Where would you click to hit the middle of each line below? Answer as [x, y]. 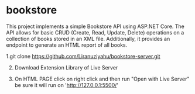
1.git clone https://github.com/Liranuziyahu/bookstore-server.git [83, 56]
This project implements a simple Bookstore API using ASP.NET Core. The [95, 26]
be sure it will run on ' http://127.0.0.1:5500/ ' [66, 85]
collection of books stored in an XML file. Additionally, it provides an [88, 39]
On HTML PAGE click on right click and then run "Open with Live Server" [102, 79]
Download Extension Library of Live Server [66, 67]
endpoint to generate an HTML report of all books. [67, 45]
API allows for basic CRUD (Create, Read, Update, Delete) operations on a [95, 32]
